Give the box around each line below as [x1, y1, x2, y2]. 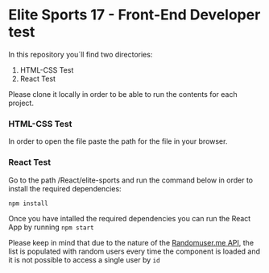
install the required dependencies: [8, 183, 122, 193]
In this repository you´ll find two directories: [8, 49, 153, 59]
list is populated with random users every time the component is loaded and [8, 246, 260, 256]
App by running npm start [8, 222, 94, 232]
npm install [8, 199, 48, 208]
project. [8, 98, 35, 107]
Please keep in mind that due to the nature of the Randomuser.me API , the [8, 237, 255, 247]
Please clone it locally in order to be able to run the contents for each [8, 89, 238, 99]
